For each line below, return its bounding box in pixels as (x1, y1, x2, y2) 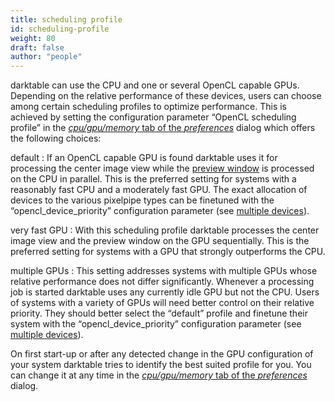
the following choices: (10, 132, 102, 145)
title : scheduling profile (10, 14, 123, 25)
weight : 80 (10, 33, 56, 43)
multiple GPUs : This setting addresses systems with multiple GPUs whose (10, 265, 318, 277)
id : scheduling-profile (10, 24, 110, 34)
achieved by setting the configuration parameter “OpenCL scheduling (10, 111, 297, 123)
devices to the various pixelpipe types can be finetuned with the (10, 194, 275, 206)
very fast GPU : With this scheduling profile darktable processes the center (10, 224, 320, 236)
